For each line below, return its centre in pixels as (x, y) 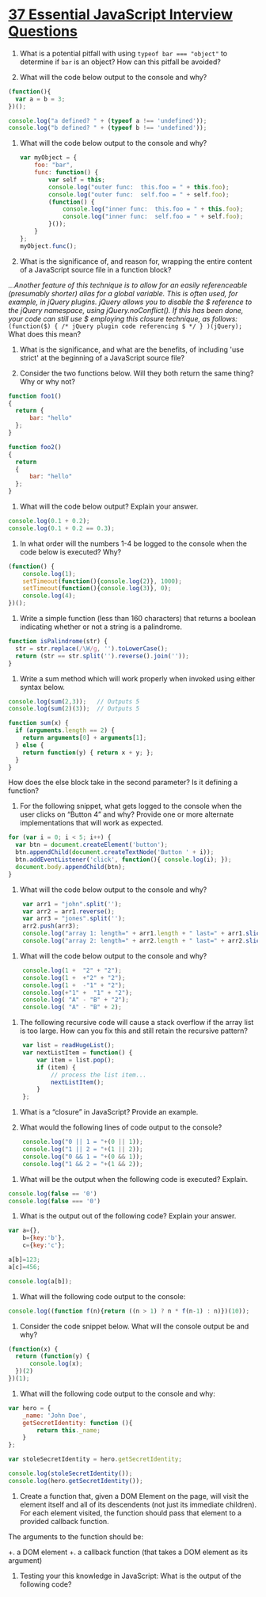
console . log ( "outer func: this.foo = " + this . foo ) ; (139, 187)
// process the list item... (99, 1075)
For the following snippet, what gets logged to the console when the (131, 806)
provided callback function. (64, 1521)
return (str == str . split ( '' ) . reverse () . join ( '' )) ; (103, 656)
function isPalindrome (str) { (58, 642)
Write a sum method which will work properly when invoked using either (137, 678)
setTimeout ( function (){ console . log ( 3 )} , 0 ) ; (97, 589)
